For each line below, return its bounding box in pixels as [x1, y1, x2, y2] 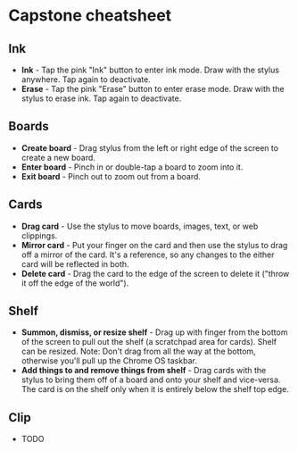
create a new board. [21, 152, 95, 163]
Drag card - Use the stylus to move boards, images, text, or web [21, 221, 259, 231]
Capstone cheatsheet [8, 5, 172, 26]
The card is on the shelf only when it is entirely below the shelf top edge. [21, 384, 289, 395]
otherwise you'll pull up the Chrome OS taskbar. [21, 355, 197, 366]
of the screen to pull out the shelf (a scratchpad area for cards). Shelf [21, 337, 277, 347]
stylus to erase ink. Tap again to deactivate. [21, 93, 182, 104]
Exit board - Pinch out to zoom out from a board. [21, 171, 202, 181]
